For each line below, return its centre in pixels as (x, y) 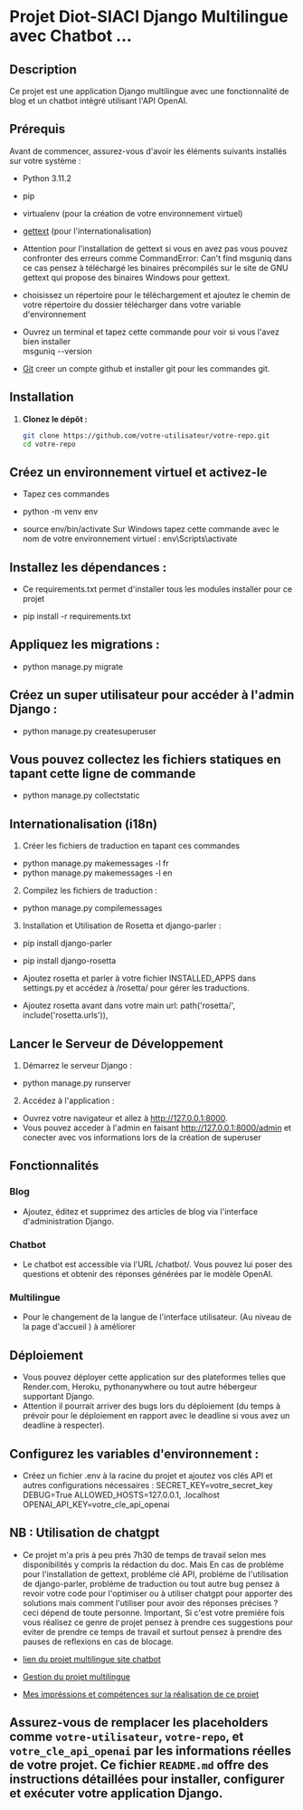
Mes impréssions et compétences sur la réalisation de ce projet (141, 1694)
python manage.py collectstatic (81, 796)
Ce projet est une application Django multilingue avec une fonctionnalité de (149, 91)
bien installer (46, 341)
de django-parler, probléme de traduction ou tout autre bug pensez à (151, 1583)
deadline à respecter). (64, 1426)
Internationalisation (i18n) (84, 823)
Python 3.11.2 (47, 178)
